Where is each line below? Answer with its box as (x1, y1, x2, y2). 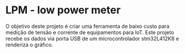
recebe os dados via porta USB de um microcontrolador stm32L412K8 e (5, 35, 179, 42)
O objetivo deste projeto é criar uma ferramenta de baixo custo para (5, 23, 170, 30)
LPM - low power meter (5, 3, 121, 17)
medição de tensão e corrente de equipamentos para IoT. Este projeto (5, 28, 174, 35)
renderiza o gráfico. (5, 41, 53, 48)
